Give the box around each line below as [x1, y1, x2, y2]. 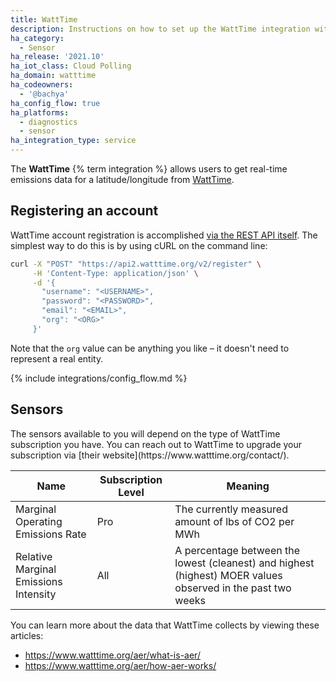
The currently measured [174, 502, 288, 516]
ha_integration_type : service [10, 136, 137, 146]
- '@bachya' [19, 89, 70, 99]
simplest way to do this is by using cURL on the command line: [10, 239, 268, 251]
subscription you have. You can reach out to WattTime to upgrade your [10, 438, 303, 450]
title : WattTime [10, 14, 78, 25]
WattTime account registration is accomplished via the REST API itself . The [10, 229, 318, 241]
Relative [15, 549, 53, 563]
